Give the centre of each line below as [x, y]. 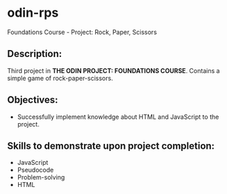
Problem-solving [41, 177]
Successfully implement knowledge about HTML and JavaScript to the [118, 117]
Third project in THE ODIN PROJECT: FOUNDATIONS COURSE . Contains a [113, 70]
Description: [35, 54]
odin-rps [33, 13]
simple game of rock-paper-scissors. [60, 78]
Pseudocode [35, 170]
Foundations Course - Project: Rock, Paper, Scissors [82, 32]
